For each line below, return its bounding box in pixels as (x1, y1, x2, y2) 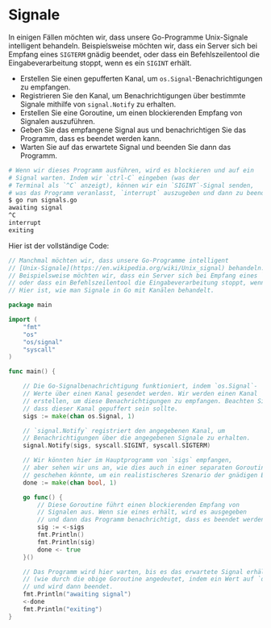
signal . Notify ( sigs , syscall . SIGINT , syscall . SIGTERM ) (23, 442, 211, 450)
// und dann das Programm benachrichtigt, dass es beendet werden (37, 516, 265, 524)
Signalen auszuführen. (19, 116, 95, 126)
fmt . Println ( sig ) (37, 538, 95, 546)
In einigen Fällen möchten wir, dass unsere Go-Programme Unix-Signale (8, 32, 248, 42)
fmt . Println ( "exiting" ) (23, 605, 103, 613)
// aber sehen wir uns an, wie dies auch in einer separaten (23, 464, 232, 472)
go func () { (23, 493, 63, 501)
